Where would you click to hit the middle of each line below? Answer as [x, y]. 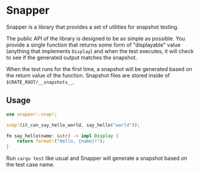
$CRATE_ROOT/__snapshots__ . [41, 82]
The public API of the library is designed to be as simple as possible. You [96, 38]
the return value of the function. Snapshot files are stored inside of [88, 75]
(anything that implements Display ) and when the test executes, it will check [100, 51]
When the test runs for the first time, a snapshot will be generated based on [99, 69]
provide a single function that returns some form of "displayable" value [93, 45]
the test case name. [30, 165]
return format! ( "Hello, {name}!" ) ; [61, 141]
